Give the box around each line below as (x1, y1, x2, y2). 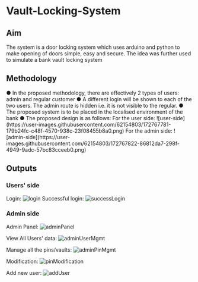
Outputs (6, 164, 37, 174)
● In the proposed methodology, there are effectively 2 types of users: (6, 89, 180, 96)
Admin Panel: (6, 223, 39, 230)
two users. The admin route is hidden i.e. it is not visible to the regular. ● (6, 102, 184, 109)
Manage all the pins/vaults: (6, 246, 72, 253)
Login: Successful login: (6, 195, 84, 202)
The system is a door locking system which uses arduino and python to (6, 43, 180, 51)
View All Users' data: (6, 234, 58, 242)
